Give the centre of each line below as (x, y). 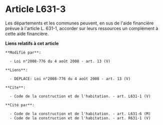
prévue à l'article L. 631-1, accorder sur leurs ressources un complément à (82, 28)
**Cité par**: (20, 105)
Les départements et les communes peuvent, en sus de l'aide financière (79, 23)
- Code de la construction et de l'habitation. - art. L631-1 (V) (80, 96)
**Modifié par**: (23, 52)
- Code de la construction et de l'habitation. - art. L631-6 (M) (80, 113)
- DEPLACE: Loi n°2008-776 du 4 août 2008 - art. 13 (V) (70, 78)
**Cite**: (15, 87)
